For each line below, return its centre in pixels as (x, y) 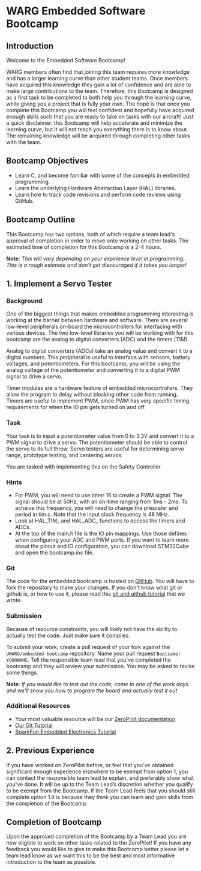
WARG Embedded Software (76, 11)
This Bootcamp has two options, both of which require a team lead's (91, 234)
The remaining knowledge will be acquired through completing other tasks (98, 136)
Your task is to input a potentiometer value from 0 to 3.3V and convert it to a (100, 435)
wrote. (14, 600)
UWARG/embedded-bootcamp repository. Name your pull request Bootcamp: (94, 653)
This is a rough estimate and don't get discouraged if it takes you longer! (97, 265)
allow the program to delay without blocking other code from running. (92, 395)
